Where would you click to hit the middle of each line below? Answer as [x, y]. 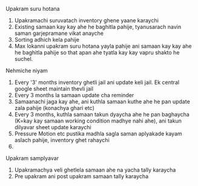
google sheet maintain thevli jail [54, 89]
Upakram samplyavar [32, 158]
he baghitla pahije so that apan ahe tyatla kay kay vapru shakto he [97, 53]
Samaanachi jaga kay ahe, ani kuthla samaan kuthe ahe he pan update [102, 101]
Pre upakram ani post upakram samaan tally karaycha [81, 176]
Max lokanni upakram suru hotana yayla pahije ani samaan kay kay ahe [103, 46]
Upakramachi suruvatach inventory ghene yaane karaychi [86, 20]
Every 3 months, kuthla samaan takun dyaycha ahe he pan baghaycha [102, 114]
